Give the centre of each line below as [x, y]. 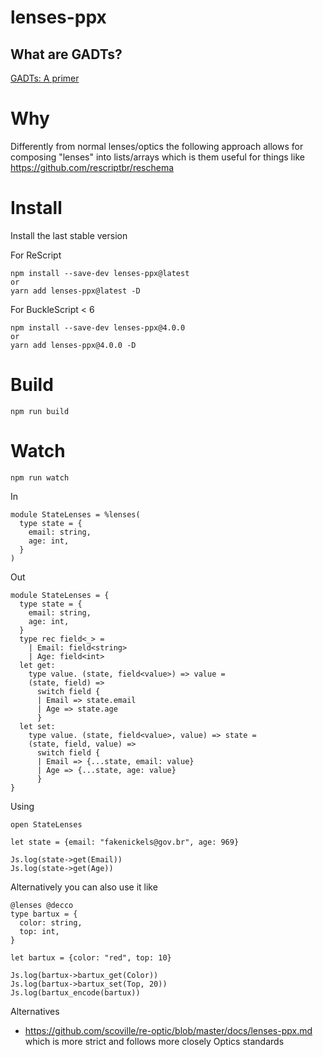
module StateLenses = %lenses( [75, 514]
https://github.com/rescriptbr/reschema [92, 167]
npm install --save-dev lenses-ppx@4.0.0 [98, 327]
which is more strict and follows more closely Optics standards [154, 1041]
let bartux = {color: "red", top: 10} [91, 957]
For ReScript [36, 255]
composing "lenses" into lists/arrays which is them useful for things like [157, 157]
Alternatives [35, 1011]
